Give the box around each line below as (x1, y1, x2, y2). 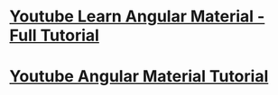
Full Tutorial (9, 25, 99, 46)
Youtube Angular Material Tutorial (9, 66, 269, 87)
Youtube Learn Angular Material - (9, 6, 265, 27)
